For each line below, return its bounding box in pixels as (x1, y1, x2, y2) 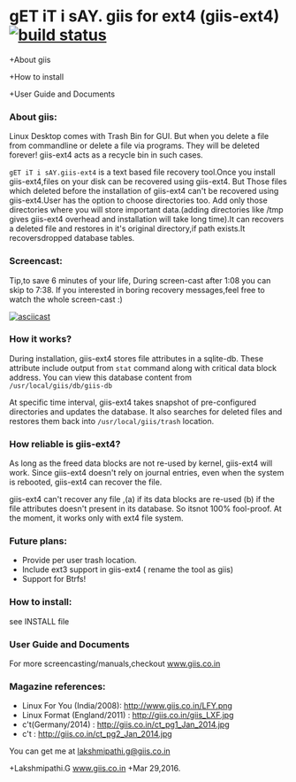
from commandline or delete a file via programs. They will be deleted (9, 140, 261, 151)
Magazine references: (9, 680, 106, 693)
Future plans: (9, 535, 68, 547)
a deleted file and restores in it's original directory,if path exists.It (9, 223, 246, 234)
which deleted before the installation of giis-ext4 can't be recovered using (9, 186, 279, 197)
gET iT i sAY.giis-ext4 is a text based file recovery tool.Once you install (9, 166, 276, 178)
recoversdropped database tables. (9, 233, 135, 244)
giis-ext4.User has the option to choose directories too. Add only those (9, 195, 268, 205)
